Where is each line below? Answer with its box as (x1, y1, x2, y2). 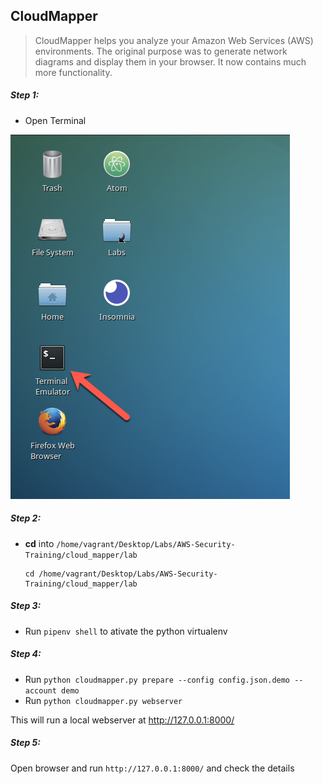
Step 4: (10, 648, 42, 660)
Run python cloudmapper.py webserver (24, 694, 183, 706)
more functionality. (34, 66, 113, 78)
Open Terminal (24, 114, 87, 126)
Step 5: (10, 737, 41, 749)
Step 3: (10, 600, 42, 612)
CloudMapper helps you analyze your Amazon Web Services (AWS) (34, 34, 314, 46)
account (24, 685, 57, 696)
